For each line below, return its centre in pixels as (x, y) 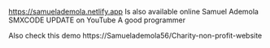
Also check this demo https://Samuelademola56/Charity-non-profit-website (135, 36)
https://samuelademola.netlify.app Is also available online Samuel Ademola (133, 12)
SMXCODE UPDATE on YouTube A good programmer (97, 20)
